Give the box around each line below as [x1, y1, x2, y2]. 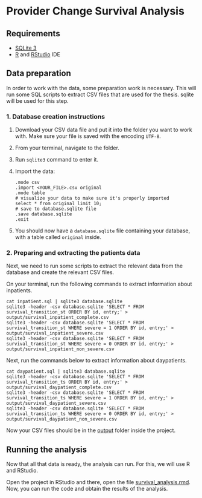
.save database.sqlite [14, 211, 72, 217]
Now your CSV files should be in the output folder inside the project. [6, 427, 176, 434]
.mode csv [14, 180, 40, 186]
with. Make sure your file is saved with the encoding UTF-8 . [14, 133, 161, 140]
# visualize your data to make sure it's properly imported [14, 195, 169, 201]
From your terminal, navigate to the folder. [14, 144, 119, 152]
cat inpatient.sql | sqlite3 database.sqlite [6, 298, 122, 305]
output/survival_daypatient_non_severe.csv [6, 416, 118, 422]
